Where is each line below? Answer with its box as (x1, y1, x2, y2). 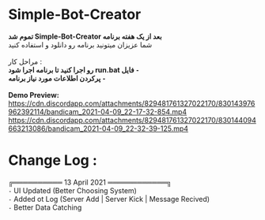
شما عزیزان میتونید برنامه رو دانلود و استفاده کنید (8, 39, 153, 49)
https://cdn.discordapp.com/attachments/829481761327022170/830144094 (8, 115, 257, 125)
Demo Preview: (8, 90, 59, 99)
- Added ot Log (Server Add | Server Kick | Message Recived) (8, 194, 210, 203)
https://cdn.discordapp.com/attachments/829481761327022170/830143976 (8, 99, 256, 108)
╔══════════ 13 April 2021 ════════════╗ (8, 177, 172, 187)
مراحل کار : (8, 57, 42, 66)
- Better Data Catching (8, 203, 82, 212)
